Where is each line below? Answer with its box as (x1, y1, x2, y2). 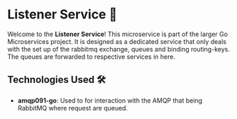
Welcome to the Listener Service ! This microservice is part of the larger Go (7, 30, 228, 38)
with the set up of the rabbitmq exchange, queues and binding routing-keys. (7, 45, 231, 53)
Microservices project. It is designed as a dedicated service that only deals (7, 37, 227, 45)
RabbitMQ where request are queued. (17, 103, 128, 112)
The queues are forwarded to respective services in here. (7, 52, 176, 61)
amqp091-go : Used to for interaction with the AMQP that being (17, 96, 203, 105)
